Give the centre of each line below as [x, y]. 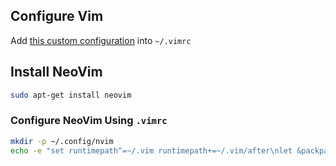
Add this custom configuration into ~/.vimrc [101, 40]
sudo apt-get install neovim [71, 95]
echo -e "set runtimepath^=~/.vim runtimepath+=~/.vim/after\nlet [151, 150]
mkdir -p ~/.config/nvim [62, 141]
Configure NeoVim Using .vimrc [89, 121]
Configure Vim [57, 16]
